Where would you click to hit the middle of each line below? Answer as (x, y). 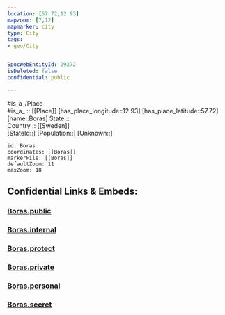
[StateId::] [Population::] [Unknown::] (60, 133)
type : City (23, 33)
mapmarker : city (31, 26)
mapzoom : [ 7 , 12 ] (31, 20)
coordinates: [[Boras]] (42, 152)
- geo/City (23, 46)
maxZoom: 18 (24, 170)
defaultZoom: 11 (31, 164)
